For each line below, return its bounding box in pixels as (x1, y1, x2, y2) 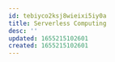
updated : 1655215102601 (8, 34, 89, 43)
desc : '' (8, 27, 38, 35)
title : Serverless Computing (8, 19, 107, 27)
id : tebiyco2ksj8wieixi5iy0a (8, 11, 107, 20)
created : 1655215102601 (8, 42, 89, 50)
